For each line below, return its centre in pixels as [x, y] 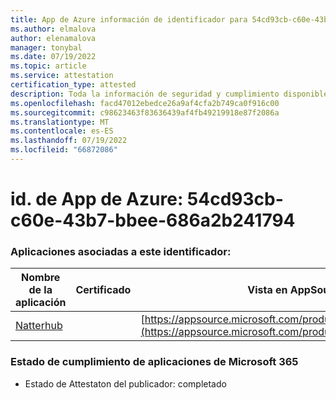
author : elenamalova [53, 38]
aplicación [41, 303]
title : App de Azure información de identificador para [129, 19]
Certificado [103, 290]
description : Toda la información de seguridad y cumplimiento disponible [169, 94]
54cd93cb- [235, 199]
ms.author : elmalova [53, 29]
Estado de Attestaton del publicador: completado [125, 383]
